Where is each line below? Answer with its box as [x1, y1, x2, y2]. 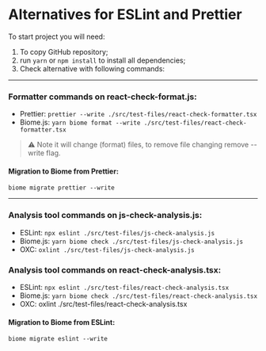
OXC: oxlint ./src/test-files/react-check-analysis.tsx [19, 299, 188, 309]
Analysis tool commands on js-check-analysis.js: [8, 210, 203, 221]
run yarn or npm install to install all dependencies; [19, 55, 186, 65]
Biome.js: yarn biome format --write [19, 117, 141, 128]
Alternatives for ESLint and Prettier [8, 6, 243, 24]
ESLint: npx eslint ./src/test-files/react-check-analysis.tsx [19, 283, 230, 292]
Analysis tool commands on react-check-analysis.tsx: [8, 264, 222, 275]
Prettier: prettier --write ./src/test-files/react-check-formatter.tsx [19, 109, 257, 119]
